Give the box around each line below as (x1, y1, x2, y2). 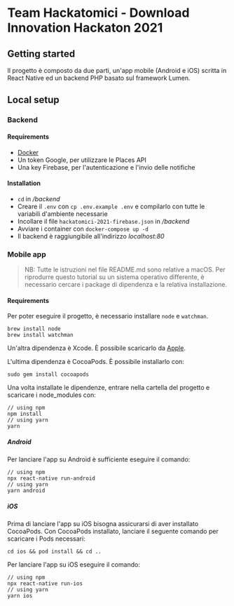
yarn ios (7, 593, 33, 600)
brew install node (7, 325, 61, 332)
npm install (7, 410, 42, 418)
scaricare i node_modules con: (7, 391, 96, 399)
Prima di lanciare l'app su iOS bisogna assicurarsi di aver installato (7, 520, 199, 528)
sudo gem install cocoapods (7, 371, 90, 378)
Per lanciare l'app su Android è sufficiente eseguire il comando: (7, 455, 191, 464)
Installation (7, 179, 41, 187)
